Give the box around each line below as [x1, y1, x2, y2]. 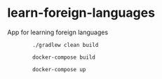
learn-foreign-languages [7, 5, 156, 21]
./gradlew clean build [32, 41, 99, 48]
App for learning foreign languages [7, 28, 109, 36]
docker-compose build [32, 54, 96, 61]
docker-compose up [32, 66, 86, 73]
